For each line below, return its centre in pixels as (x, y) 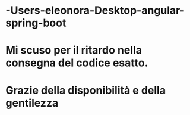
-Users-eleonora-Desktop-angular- (95, 10)
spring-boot (36, 23)
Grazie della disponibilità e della (86, 90)
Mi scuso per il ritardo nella (74, 50)
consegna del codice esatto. (77, 63)
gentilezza (32, 103)
